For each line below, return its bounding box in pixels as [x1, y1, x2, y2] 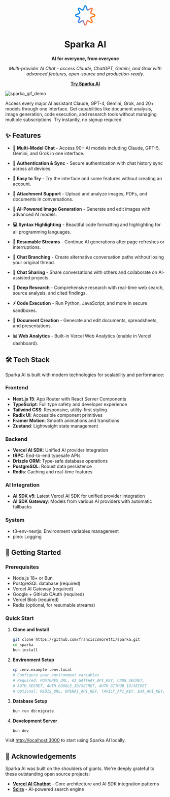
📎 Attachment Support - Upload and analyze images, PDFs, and [12, 190, 148, 196]
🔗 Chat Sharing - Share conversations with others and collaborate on [12, 269, 157, 275]
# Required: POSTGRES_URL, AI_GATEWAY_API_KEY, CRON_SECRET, [12, 678, 145, 684]
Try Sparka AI [70, 80, 100, 87]
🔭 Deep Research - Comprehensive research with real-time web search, [12, 284, 164, 291]
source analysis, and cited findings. [12, 290, 87, 296]
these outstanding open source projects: [5, 771, 90, 777]
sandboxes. [12, 307, 37, 314]
